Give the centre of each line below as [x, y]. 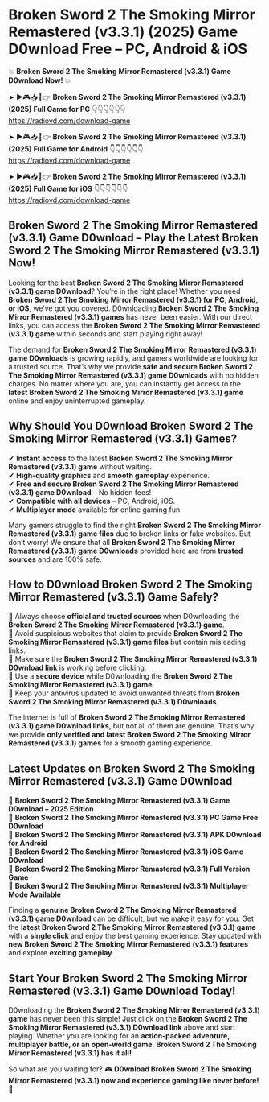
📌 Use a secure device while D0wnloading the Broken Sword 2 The [120, 676]
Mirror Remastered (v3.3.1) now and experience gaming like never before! [134, 1081]
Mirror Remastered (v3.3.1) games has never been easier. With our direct [130, 316]
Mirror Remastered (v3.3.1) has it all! [70, 1053]
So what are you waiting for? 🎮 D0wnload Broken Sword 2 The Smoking [130, 1069]
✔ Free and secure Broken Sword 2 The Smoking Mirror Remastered [124, 484]
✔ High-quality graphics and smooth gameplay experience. [109, 475]
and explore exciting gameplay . [61, 953]
